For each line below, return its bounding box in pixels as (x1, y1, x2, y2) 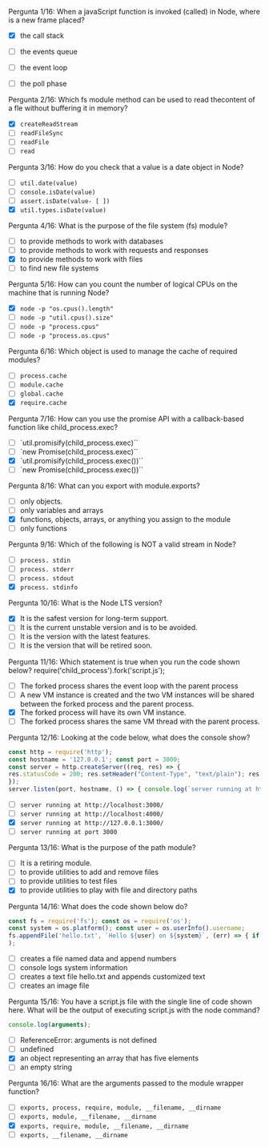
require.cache (19, 399, 67, 407)
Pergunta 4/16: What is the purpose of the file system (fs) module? (8, 220, 228, 231)
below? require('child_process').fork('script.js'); (8, 665, 166, 675)
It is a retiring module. (19, 858, 92, 868)
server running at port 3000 (19, 828, 118, 836)
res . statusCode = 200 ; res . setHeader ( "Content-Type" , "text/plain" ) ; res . (8, 770, 263, 779)
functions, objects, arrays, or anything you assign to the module (19, 514, 231, 523)
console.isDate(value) (19, 188, 96, 196)
